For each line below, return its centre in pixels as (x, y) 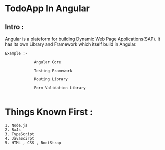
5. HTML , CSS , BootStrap (33, 143)
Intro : (14, 27)
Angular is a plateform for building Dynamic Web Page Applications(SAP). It (83, 39)
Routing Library (51, 79)
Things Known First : (49, 112)
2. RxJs (13, 130)
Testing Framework (53, 71)
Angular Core (48, 62)
